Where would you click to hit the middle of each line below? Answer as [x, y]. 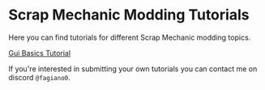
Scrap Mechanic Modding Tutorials [129, 15]
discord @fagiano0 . [39, 77]
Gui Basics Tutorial [40, 53]
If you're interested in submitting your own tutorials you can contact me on [133, 69]
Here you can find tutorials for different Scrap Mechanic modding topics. [130, 37]
